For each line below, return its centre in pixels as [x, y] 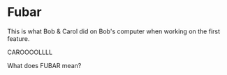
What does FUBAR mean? [44, 65]
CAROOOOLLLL [30, 52]
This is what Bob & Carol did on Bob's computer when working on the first [114, 31]
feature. [19, 38]
